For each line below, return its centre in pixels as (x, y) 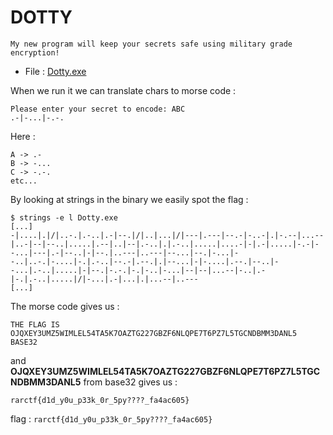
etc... (24, 181)
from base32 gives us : (130, 382)
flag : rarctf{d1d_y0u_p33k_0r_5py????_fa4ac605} (111, 418)
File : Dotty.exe (55, 71)
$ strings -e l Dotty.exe (64, 217)
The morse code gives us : (65, 306)
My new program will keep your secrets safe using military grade (151, 44)
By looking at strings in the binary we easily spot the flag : (129, 199)
